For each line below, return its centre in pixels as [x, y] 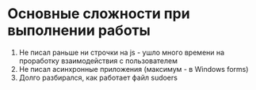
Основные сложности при [99, 14]
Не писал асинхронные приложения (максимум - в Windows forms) [134, 69]
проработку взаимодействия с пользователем [98, 61]
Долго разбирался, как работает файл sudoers [98, 77]
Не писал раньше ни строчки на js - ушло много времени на [122, 52]
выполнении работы [79, 30]
